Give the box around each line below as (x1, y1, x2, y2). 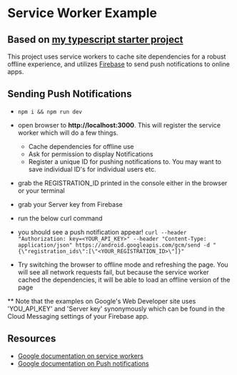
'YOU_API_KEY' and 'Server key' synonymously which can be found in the (7, 304, 225, 313)
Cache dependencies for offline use (28, 142, 134, 150)
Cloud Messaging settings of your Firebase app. (7, 312, 149, 320)
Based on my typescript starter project (7, 34, 183, 46)
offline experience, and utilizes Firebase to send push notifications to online (7, 60, 230, 68)
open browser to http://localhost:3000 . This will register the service (17, 120, 221, 129)
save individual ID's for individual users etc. (28, 165, 157, 173)
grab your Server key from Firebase (17, 200, 123, 208)
